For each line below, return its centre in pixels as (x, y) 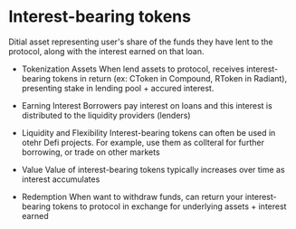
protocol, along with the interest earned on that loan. (106, 51)
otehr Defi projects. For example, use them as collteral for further (143, 142)
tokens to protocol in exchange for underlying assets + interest (170, 206)
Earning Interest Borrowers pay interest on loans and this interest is (147, 105)
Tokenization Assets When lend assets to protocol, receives (133, 69)
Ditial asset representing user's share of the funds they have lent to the (141, 42)
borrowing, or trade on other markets (91, 152)
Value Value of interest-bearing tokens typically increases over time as (153, 169)
